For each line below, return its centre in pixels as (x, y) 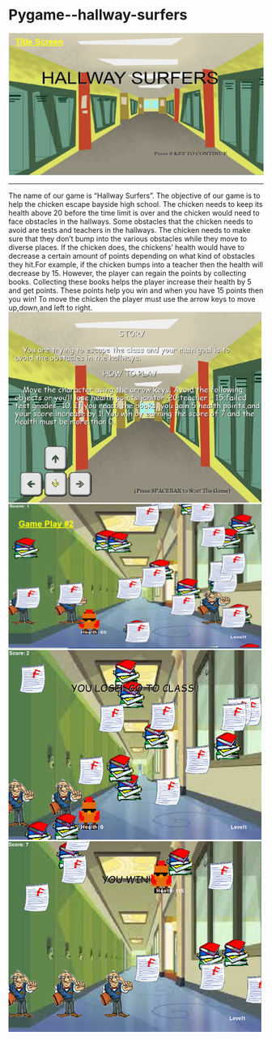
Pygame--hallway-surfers (98, 15)
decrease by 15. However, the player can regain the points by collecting (127, 273)
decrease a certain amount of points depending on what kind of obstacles (132, 256)
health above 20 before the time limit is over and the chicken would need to (134, 213)
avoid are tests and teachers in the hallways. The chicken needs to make (130, 230)
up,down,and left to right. (51, 308)
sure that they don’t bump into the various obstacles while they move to (128, 239)
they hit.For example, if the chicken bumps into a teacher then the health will (136, 264)
